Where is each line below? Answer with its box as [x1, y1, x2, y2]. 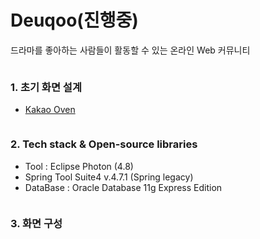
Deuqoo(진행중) [10, 9, 139, 32]
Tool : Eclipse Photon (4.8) [24, 160, 134, 172]
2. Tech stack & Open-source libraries [10, 137, 198, 151]
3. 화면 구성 [10, 217, 63, 231]
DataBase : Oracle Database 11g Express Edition [24, 181, 223, 193]
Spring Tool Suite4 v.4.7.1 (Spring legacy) [24, 171, 194, 183]
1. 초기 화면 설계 [10, 80, 82, 94]
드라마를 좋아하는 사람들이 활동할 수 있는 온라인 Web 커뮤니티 [10, 44, 251, 56]
